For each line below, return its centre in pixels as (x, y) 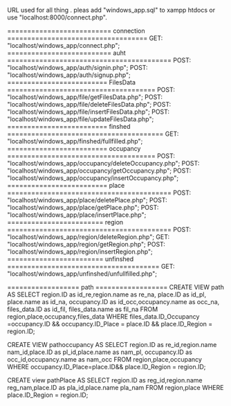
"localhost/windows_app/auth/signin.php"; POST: (77, 68)
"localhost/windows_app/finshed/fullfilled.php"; (75, 141)
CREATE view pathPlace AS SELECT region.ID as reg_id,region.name (105, 380)
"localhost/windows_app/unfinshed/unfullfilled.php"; (82, 274)
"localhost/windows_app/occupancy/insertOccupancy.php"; (93, 178)
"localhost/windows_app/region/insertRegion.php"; (80, 251)
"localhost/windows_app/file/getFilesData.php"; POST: (85, 97)
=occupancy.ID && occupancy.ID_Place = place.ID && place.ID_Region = (110, 324)
